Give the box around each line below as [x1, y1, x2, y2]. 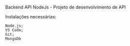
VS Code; [5, 28, 24, 33]
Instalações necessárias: [5, 14, 57, 19]
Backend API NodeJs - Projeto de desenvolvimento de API [5, 4, 126, 10]
